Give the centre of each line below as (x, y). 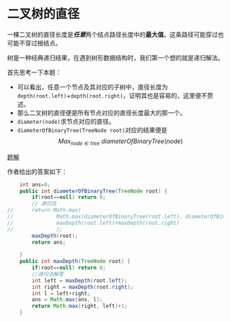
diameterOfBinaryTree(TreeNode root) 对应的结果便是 (92, 130)
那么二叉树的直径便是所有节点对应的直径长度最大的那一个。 (101, 112)
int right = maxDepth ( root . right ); (83, 287)
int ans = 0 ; (35, 184)
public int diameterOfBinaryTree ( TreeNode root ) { (93, 191)
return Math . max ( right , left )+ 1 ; (80, 306)
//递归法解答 (48, 274)
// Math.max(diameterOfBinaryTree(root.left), (95, 217)
